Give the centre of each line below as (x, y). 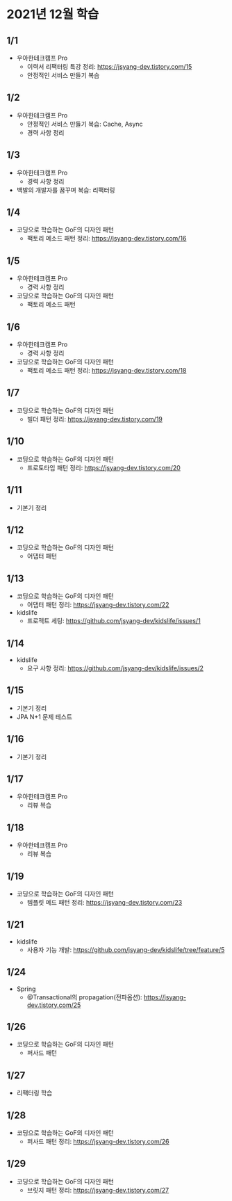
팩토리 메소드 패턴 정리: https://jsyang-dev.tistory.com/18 (107, 371)
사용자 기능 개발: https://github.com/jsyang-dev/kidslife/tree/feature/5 (126, 949)
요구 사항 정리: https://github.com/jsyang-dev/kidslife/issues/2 (115, 668)
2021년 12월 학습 (53, 14)
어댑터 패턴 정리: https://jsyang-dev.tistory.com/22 (98, 605)
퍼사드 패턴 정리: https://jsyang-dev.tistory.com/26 (98, 1142)
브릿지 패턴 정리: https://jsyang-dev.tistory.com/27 (98, 1190)
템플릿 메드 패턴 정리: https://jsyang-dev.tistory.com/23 (105, 902)
